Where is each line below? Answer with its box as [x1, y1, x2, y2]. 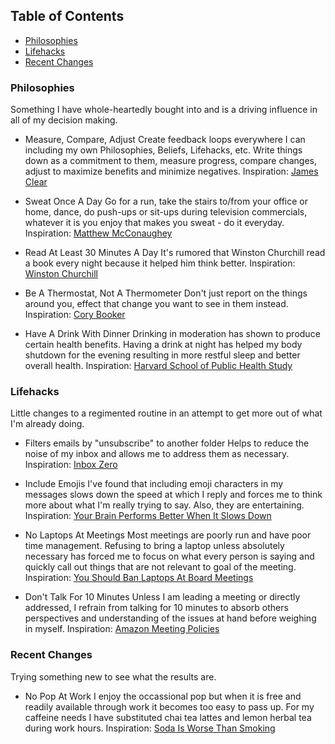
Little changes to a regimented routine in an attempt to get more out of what [10, 407, 323, 419]
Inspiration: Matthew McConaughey [24, 227, 173, 239]
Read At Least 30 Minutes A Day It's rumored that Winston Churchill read [24, 247, 326, 259]
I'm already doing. [10, 418, 85, 430]
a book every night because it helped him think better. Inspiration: [24, 257, 296, 269]
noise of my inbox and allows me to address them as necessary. [24, 448, 290, 460]
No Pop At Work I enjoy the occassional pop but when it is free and [24, 690, 302, 702]
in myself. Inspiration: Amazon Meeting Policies [24, 623, 220, 635]
